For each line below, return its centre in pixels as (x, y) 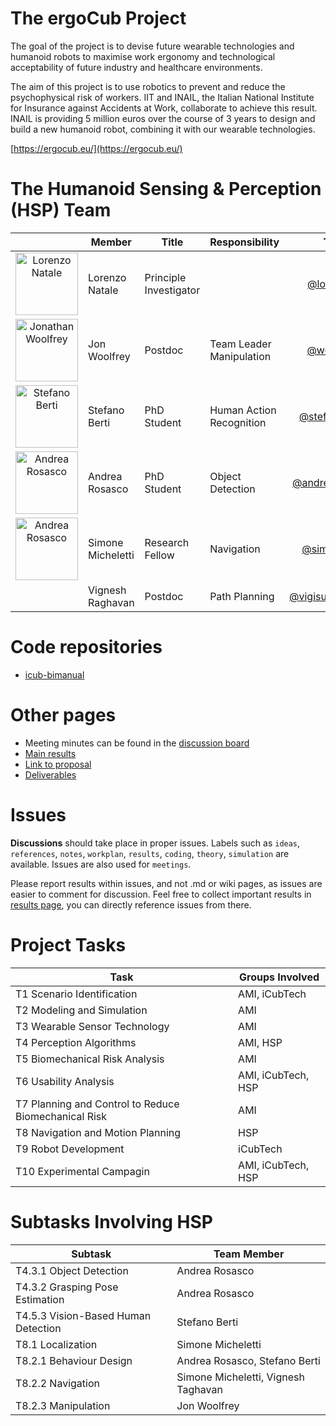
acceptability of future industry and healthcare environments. (136, 67)
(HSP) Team (61, 210)
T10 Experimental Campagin (82, 1171)
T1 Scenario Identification (76, 994)
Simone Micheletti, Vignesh (240, 1377)
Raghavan (111, 602)
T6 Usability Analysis (65, 1081)
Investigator (172, 290)
